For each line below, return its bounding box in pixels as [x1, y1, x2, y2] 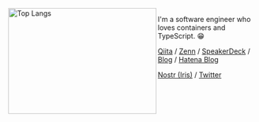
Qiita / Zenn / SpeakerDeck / [157, 46, 251, 56]
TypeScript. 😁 [157, 31, 205, 40]
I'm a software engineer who [157, 15, 251, 24]
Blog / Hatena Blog [157, 55, 219, 64]
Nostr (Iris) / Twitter [157, 70, 222, 79]
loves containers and [157, 23, 226, 32]
